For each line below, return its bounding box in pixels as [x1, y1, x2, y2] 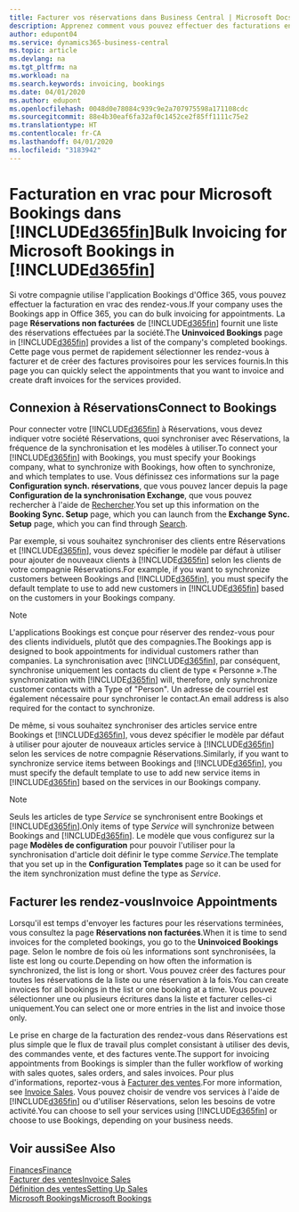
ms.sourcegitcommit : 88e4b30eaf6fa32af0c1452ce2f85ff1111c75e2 [9, 112, 249, 121]
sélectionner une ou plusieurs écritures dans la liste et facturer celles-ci [9, 994, 273, 1004]
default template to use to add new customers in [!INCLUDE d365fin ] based [9, 583, 285, 594]
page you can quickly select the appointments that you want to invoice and [9, 364, 285, 375]
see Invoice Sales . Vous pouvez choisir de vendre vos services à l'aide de [9, 1086, 280, 1097]
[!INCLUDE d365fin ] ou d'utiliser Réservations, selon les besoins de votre [9, 1096, 276, 1107]
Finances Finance [9, 1165, 72, 1175]
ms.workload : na [9, 71, 69, 80]
